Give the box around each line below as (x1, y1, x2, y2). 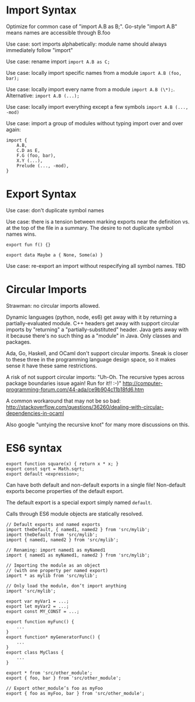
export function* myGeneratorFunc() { (6, 634, 100, 640)
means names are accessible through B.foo (6, 29, 111, 36)
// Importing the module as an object (6, 562, 100, 568)
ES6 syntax (6, 442, 62, 455)
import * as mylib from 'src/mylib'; (6, 573, 98, 579)
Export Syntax (6, 188, 77, 201)
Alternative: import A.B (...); (6, 92, 80, 99)
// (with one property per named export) (6, 567, 109, 573)
